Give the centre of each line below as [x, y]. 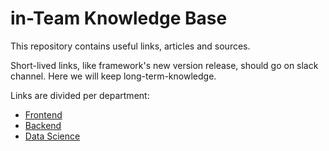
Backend [43, 125]
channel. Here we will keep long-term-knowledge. [113, 76]
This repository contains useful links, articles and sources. [130, 46]
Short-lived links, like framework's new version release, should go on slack [164, 65]
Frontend [43, 114]
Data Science [52, 136]
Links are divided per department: [80, 95]
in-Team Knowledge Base [119, 18]
